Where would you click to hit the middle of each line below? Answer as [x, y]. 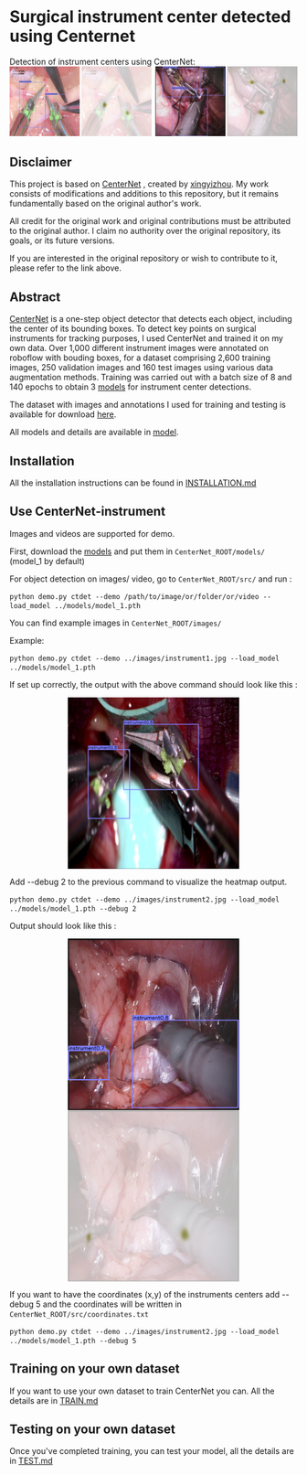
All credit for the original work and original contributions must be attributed [150, 221]
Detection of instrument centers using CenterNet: [102, 61]
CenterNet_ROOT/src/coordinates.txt [79, 1314]
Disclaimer [41, 162]
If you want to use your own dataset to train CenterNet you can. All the [142, 1391]
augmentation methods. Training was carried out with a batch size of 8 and [151, 378]
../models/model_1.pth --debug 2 [73, 909]
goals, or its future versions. [62, 240]
